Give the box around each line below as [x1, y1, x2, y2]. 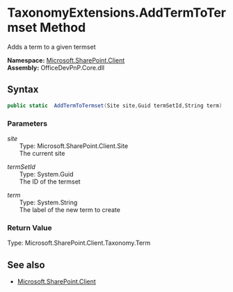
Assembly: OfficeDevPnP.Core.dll [7, 63, 105, 72]
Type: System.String [19, 198, 78, 206]
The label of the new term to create [19, 205, 120, 213]
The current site [19, 149, 65, 157]
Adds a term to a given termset [7, 42, 96, 51]
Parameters [7, 118, 47, 128]
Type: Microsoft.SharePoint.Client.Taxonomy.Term [7, 238, 151, 248]
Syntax [7, 83, 39, 95]
